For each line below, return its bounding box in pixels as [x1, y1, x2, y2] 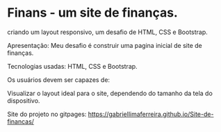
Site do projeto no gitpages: [7, 110, 87, 118]
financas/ [7, 117, 35, 126]
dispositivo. [7, 96, 40, 105]
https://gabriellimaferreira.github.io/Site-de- [88, 110, 214, 118]
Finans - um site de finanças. [7, 5, 179, 21]
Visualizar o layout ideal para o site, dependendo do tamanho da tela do [7, 89, 213, 97]
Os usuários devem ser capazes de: [7, 75, 110, 84]
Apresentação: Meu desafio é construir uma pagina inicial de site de [7, 41, 203, 49]
